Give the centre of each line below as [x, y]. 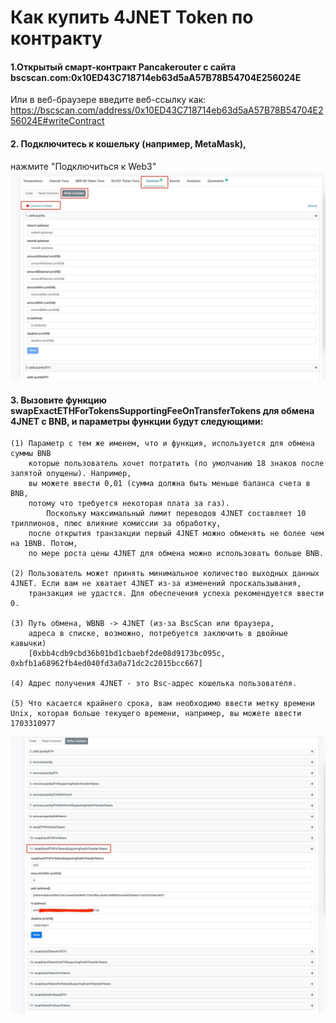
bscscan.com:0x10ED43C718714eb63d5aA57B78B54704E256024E [156, 77]
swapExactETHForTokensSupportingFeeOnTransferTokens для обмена [162, 410]
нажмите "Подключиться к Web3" [83, 166]
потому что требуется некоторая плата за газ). [129, 504]
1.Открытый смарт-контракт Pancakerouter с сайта [123, 67]
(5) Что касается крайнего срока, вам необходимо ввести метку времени [162, 704]
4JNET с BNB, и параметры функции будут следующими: [137, 421]
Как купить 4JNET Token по [132, 17]
